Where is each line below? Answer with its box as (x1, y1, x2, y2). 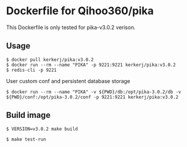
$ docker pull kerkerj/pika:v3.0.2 (6, 56, 94, 63)
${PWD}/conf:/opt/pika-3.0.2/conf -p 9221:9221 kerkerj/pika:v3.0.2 (6, 94, 179, 100)
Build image (6, 110, 51, 120)
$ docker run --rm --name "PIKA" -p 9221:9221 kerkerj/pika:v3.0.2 (6, 62, 176, 68)
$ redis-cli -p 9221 (6, 67, 57, 73)
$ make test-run (6, 136, 46, 142)
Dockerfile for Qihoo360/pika (6, 4, 154, 18)
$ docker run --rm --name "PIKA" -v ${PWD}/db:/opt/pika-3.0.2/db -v (6, 89, 182, 95)
